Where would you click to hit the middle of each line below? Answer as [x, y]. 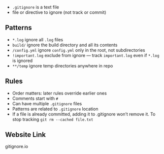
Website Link [25, 135]
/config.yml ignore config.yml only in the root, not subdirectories [79, 50]
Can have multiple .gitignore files [47, 103]
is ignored [22, 61]
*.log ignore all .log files [37, 39]
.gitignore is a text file [35, 7]
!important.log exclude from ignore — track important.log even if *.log [86, 55]
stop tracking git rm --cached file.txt [53, 119]
